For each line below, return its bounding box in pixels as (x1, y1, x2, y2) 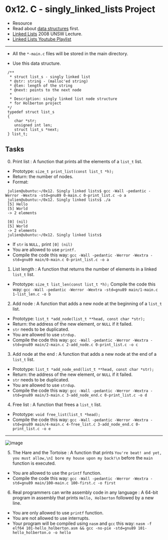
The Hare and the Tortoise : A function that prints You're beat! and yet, (12, 449, 162, 455)
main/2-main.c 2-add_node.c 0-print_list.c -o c (34, 342, 138, 347)
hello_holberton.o (12, 530, 51, 535)
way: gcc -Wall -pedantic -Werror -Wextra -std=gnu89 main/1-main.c (12, 286, 158, 292)
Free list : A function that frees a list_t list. (12, 401, 102, 408)
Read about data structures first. (12, 25, 79, 31)
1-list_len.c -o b (12, 292, 51, 297)
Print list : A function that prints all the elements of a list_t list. (12, 158, 142, 164)
